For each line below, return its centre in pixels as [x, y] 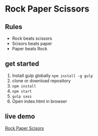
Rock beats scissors [32, 38]
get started [22, 64]
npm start [22, 91]
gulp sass [22, 96]
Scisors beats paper [32, 44]
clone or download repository [41, 80]
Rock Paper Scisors [25, 128]
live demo [20, 116]
